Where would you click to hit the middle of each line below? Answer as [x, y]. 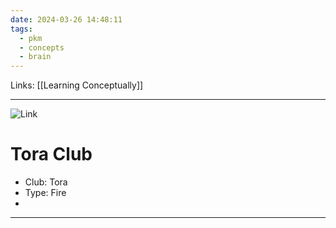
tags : [21, 29]
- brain [35, 57]
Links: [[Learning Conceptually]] [77, 85]
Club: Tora [46, 182]
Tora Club [51, 154]
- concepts [42, 47]
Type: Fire [45, 193]
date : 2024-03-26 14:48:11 [66, 19]
